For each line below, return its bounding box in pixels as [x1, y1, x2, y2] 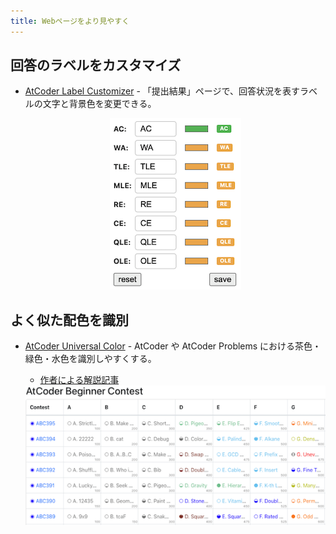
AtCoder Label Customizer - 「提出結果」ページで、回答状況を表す [24, 85, 300, 97]
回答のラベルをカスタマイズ [10, 57, 182, 74]
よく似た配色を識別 [10, 311, 129, 329]
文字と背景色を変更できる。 [42, 98, 157, 110]
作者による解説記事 [39, 374, 120, 386]
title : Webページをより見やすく [10, 16, 130, 26]
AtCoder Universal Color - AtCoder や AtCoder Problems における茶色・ [24, 340, 322, 352]
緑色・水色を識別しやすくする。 [24, 353, 157, 365]
